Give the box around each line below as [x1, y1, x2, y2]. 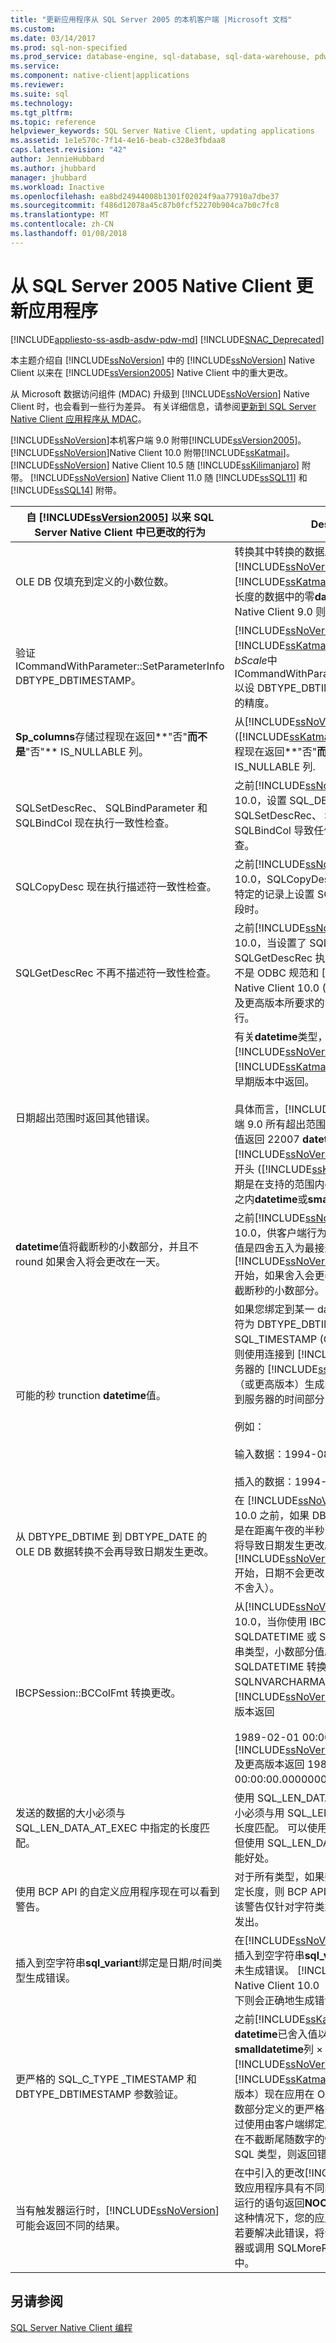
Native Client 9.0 [234, 604, 313, 618]
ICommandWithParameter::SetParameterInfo [15, 659, 225, 673]
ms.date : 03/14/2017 [10, 33, 97, 43]
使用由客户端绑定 [244, 2117, 325, 2131]
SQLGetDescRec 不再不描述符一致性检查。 [15, 966, 217, 980]
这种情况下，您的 [234, 2211, 315, 2225]
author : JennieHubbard [10, 154, 105, 164]
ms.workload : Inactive [10, 182, 105, 192]
